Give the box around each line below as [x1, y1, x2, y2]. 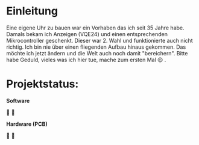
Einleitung [6, 4, 58, 18]
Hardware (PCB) [6, 120, 48, 128]
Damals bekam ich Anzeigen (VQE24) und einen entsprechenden [6, 30, 168, 37]
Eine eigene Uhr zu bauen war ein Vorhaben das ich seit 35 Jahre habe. [6, 24, 185, 31]
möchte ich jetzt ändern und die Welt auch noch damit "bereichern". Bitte [6, 49, 188, 57]
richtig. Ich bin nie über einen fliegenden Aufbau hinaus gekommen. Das [6, 43, 186, 51]
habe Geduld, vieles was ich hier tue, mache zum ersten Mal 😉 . [6, 56, 166, 63]
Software [6, 97, 30, 104]
